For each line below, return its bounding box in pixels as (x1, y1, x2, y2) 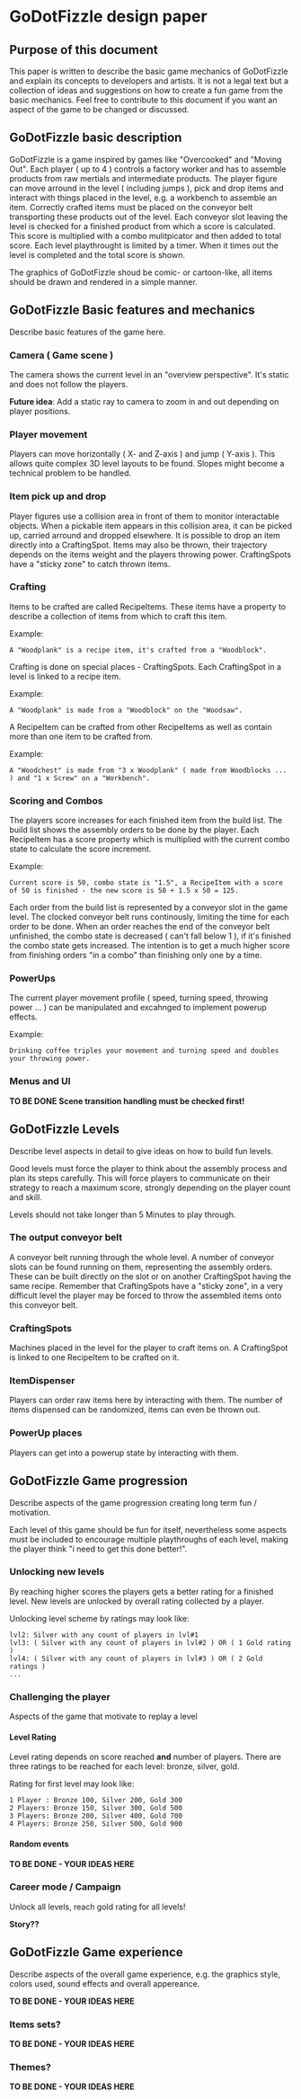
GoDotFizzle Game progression (9, 1473, 189, 1489)
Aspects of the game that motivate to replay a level (9, 1711, 198, 1722)
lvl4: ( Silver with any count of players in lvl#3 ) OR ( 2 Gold (9, 1654, 263, 1663)
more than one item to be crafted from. (9, 731, 153, 742)
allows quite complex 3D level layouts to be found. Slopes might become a (9, 458, 285, 469)
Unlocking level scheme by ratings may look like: (9, 1613, 190, 1623)
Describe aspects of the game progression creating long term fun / (9, 1497, 258, 1508)
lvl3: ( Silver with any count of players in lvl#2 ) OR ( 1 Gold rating (9, 1638, 292, 1647)
